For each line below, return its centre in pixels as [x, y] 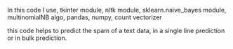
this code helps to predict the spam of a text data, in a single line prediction [116, 31]
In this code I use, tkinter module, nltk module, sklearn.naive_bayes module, [117, 10]
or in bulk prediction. [37, 38]
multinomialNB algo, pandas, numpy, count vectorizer [85, 17]
